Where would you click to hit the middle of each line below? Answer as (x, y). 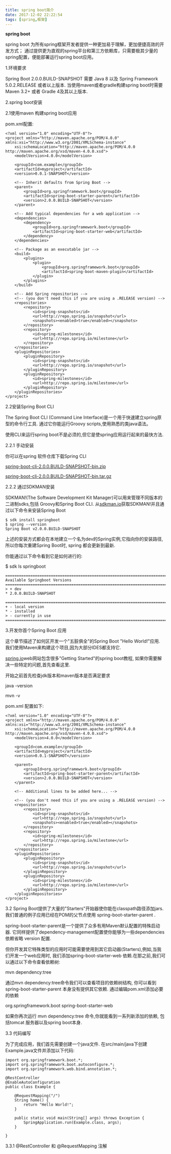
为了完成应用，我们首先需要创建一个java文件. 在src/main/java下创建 (76, 1044)
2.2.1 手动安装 (20, 446)
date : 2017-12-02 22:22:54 (34, 15)
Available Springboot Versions (38, 580)
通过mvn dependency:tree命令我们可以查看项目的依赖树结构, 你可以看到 (81, 983)
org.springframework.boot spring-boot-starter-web (59, 1006)
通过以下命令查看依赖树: (35, 962)
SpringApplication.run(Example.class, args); (73, 1123)
